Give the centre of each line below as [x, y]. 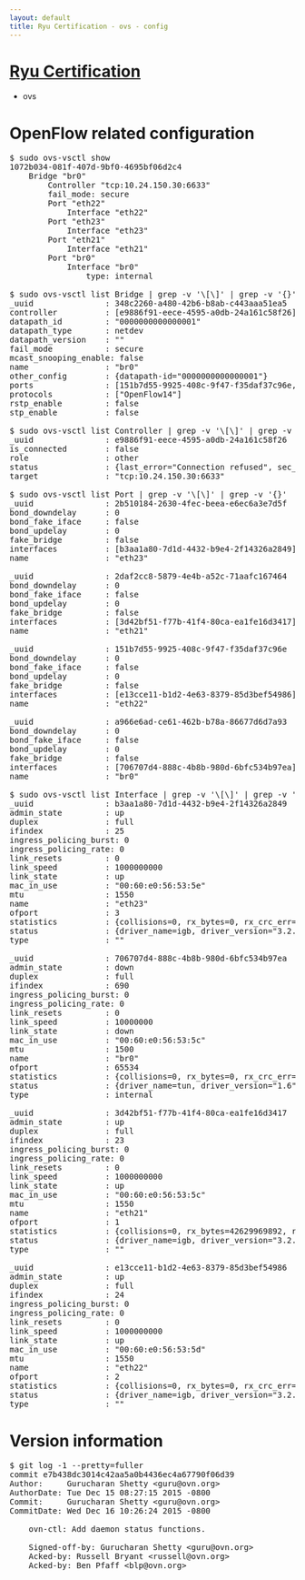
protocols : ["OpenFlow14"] [96, 395]
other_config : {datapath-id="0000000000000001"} [139, 377]
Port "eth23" [77, 222]
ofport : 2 [64, 1377]
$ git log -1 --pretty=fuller [77, 1466]
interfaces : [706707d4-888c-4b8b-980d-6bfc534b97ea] [153, 768]
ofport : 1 [64, 1223]
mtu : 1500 [72, 1050]
